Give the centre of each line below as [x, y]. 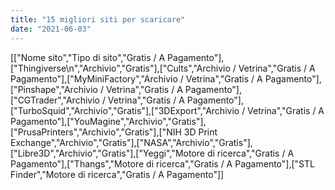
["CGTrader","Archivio [55, 100]
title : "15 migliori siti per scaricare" [98, 19]
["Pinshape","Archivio [54, 89]
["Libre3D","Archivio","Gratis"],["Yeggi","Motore [107, 153]
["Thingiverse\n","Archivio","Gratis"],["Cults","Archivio [120, 68]
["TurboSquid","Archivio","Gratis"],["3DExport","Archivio [125, 110]
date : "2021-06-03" [51, 29]
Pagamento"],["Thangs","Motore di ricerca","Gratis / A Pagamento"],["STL [162, 163]
